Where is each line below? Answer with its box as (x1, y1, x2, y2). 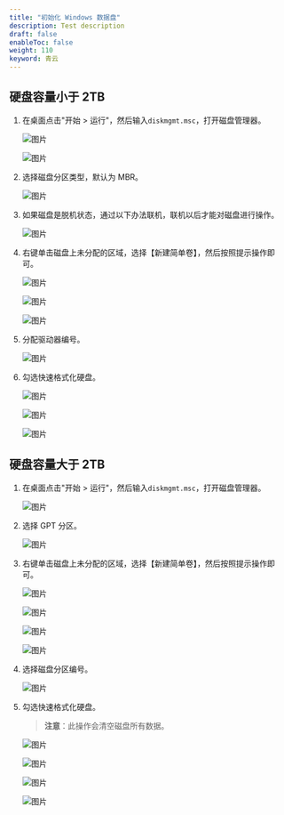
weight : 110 (9, 46, 53, 55)
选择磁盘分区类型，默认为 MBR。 (21, 171, 144, 182)
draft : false (9, 29, 58, 38)
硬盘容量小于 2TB (9, 90, 106, 105)
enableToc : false (9, 37, 74, 47)
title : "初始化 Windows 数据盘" (9, 12, 122, 22)
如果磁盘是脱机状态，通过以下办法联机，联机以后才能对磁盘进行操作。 (21, 209, 280, 220)
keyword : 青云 (9, 54, 59, 63)
